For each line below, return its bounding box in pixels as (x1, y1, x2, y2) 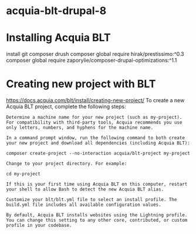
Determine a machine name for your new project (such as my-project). (6, 115, 183, 121)
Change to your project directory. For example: (6, 161, 127, 167)
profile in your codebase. (6, 222, 72, 229)
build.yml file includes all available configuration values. (6, 202, 161, 208)
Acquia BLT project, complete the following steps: (6, 103, 126, 110)
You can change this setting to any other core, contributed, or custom (6, 218, 188, 223)
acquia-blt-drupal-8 (6, 4, 107, 18)
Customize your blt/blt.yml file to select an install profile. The (6, 197, 177, 203)
